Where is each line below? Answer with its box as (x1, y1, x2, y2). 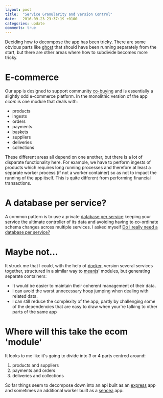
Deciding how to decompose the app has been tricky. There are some (5, 39, 146, 45)
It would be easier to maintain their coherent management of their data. (12, 283, 156, 288)
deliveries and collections (12, 372, 64, 378)
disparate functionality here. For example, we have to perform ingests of (5, 159, 151, 165)
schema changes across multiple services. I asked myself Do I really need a (5, 224, 158, 230)
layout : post (5, 7, 32, 12)
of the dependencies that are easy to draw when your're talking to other (12, 303, 158, 310)
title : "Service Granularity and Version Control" (5, 12, 113, 17)
